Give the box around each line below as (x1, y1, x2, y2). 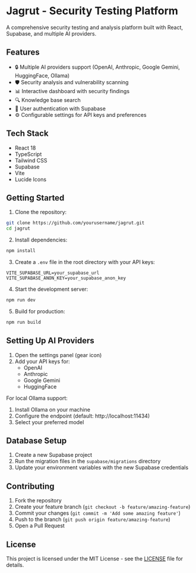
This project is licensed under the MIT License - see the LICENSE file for (6, 555, 183, 562)
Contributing (6, 481, 55, 491)
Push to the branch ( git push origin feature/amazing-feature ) (14, 516, 170, 523)
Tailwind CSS (14, 157, 48, 164)
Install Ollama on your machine (14, 406, 91, 413)
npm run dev (6, 297, 36, 303)
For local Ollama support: (6, 394, 68, 402)
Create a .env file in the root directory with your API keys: (14, 259, 156, 265)
